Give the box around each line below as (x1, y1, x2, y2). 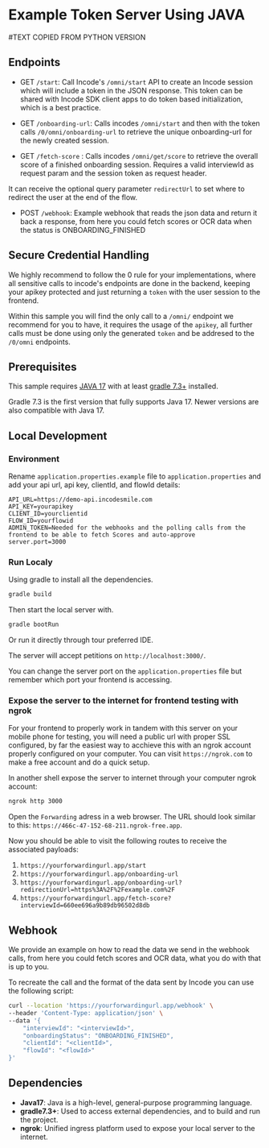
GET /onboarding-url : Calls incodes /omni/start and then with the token (19, 118, 261, 128)
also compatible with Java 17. (8, 405, 105, 416)
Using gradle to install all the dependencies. (8, 574, 154, 585)
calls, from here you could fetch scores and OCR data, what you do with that (8, 953, 261, 964)
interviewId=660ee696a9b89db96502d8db (19, 901, 150, 910)
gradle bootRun (8, 620, 59, 629)
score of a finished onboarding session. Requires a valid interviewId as (19, 160, 255, 169)
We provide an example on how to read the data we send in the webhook (8, 945, 251, 955)
